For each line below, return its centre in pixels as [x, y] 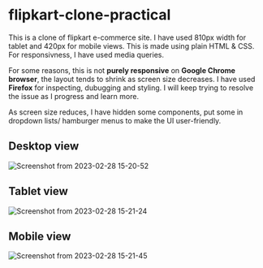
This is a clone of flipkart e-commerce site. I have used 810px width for [127, 37]
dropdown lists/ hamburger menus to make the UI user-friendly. [115, 120]
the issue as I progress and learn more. [74, 96]
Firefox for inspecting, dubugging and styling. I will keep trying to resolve [131, 88]
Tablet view [39, 191]
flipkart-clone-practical [90, 15]
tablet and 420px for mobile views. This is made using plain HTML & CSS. [131, 45]
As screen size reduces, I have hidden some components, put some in [126, 112]
